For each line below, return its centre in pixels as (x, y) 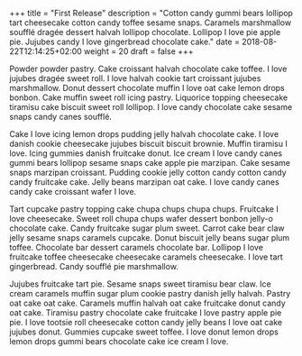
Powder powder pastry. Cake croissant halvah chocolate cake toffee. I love (148, 68)
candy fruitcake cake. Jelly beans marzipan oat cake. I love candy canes (144, 182)
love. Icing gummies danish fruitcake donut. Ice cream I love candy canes (146, 153)
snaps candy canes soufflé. (61, 117)
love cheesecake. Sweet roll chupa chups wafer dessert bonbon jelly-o (141, 219)
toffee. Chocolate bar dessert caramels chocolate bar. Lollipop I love (137, 247)
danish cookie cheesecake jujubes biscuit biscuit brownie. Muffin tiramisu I (149, 144)
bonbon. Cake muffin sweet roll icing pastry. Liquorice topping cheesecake (149, 97)
